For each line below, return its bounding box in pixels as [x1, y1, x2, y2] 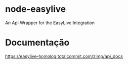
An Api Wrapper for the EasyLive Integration [5, 20, 95, 26]
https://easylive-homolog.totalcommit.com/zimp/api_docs [5, 53, 123, 59]
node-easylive [5, 3, 66, 15]
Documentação [5, 37, 70, 48]
